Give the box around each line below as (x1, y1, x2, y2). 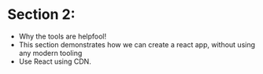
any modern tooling (18, 48, 83, 57)
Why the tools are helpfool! (18, 31, 107, 41)
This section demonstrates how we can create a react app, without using (18, 39, 256, 49)
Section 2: (7, 6, 76, 24)
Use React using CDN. (18, 57, 91, 66)
